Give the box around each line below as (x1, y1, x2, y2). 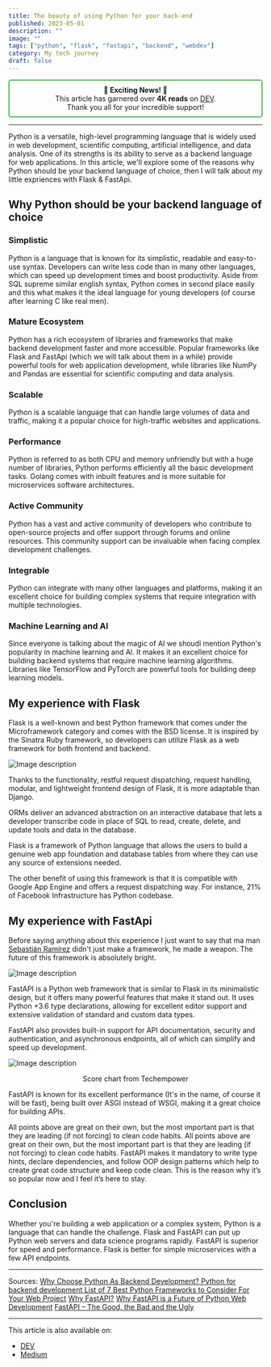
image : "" (8, 34, 42, 43)
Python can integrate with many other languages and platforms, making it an (8, 583, 262, 593)
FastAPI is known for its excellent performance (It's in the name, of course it (8, 1089, 261, 1099)
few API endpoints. (8, 1253, 71, 1263)
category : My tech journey (8, 49, 99, 57)
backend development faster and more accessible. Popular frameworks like (8, 343, 260, 352)
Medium (19, 1349, 48, 1359)
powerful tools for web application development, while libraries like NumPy (8, 360, 257, 370)
